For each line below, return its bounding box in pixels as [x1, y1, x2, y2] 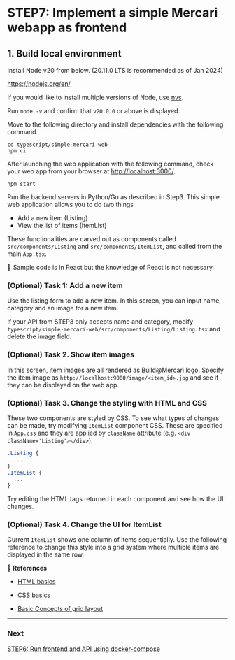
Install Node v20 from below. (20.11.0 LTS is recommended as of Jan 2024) [7, 66, 224, 74]
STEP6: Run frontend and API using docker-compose [7, 645, 161, 653]
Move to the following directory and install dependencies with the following [7, 120, 224, 129]
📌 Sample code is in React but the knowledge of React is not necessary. [7, 264, 215, 271]
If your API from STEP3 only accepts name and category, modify [7, 317, 194, 326]
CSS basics [17, 591, 51, 599]
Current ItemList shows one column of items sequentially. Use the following [7, 536, 227, 544]
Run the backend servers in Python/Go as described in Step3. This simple [7, 193, 220, 201]
